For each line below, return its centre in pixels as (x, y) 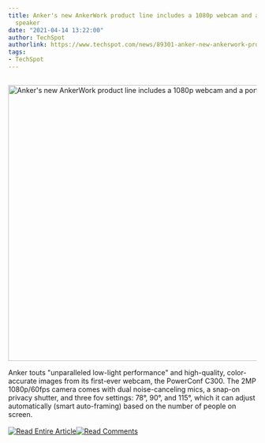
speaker (28, 23)
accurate (22, 381)
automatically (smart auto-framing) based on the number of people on (122, 406)
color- (237, 372)
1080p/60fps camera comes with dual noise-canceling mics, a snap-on (124, 389)
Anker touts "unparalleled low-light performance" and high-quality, (117, 372)
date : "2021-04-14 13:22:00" (56, 30)
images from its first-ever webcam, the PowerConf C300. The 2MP (147, 381)
